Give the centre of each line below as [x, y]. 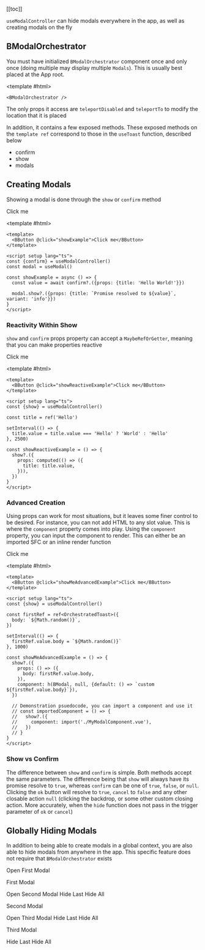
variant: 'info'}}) [31, 299]
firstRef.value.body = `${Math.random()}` [67, 642]
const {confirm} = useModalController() [59, 261]
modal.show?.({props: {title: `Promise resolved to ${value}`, [94, 293]
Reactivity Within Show [42, 325]
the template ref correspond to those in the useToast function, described [99, 134]
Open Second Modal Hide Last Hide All [55, 894]
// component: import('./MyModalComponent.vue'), [82, 722]
